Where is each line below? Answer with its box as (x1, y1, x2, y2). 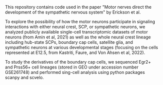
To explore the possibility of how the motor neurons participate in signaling (5, 19, 155, 24)
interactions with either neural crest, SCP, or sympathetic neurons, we (5, 24, 145, 30)
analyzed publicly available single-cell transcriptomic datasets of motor (5, 29, 148, 34)
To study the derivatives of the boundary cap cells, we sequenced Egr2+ (5, 59, 151, 65)
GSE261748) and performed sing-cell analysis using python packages (5, 69, 145, 75)
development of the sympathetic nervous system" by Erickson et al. (5, 9, 141, 15)
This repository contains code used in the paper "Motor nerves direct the (5, 4, 152, 10)
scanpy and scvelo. (5, 75, 44, 80)
